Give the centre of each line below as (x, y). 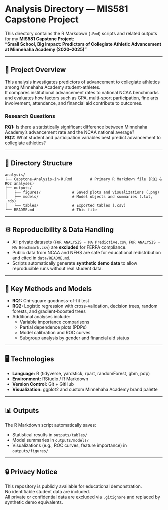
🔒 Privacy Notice (31, 471)
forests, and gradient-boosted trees (49, 311)
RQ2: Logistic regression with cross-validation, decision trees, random (85, 306)
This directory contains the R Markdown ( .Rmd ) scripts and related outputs (81, 33)
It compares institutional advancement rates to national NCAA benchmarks (82, 92)
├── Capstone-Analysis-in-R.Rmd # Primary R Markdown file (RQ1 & (84, 179)
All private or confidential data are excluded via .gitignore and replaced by (83, 497)
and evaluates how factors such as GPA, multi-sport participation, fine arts (82, 98)
